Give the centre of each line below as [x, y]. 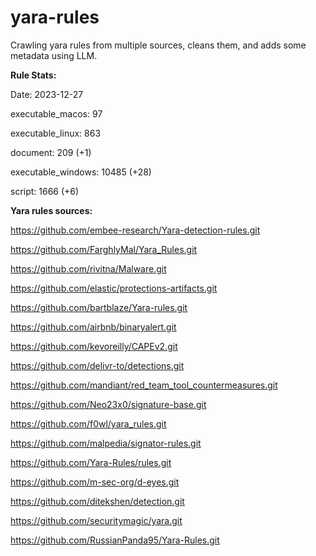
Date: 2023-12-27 [47, 94]
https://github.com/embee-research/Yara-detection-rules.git [135, 230]
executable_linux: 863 [56, 133]
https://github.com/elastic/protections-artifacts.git [114, 288]
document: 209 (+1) [51, 152]
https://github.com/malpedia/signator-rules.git [106, 443]
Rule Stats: [33, 75]
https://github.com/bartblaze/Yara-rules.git [99, 307]
